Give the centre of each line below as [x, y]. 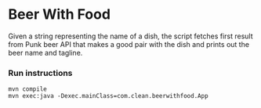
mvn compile [27, 89]
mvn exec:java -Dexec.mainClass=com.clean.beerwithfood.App [109, 96]
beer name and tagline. [45, 52]
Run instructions [40, 73]
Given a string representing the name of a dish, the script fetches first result [130, 36]
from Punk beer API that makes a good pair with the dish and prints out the [129, 44]
